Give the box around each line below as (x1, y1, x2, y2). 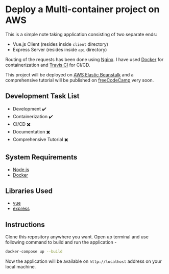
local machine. (5, 264, 36, 270)
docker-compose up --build (5, 249, 63, 254)
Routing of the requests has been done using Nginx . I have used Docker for (5, 56, 164, 62)
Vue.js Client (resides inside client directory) (12, 41, 109, 47)
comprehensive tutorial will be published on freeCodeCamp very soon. (5, 77, 154, 83)
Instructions (5, 220, 45, 229)
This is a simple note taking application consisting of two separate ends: (5, 31, 157, 37)
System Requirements (5, 153, 78, 161)
